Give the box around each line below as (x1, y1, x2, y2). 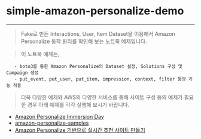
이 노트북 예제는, (20, 50, 60, 57)
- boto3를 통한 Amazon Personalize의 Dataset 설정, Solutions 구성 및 (14, 63, 182, 69)
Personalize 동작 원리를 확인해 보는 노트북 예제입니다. (20, 38, 147, 45)
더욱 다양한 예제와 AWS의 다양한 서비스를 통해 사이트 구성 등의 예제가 (20, 94, 183, 101)
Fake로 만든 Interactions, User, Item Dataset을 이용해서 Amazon (20, 30, 175, 37)
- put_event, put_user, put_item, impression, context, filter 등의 (14, 76, 187, 82)
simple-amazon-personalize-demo (6, 4, 184, 18)
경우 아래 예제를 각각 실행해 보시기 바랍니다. (27, 101, 130, 108)
